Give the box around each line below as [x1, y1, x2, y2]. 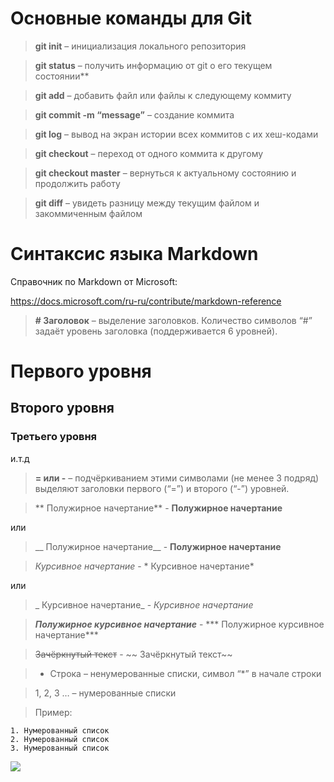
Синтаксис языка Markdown [10, 243, 259, 266]
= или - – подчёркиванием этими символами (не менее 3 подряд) [34, 472, 320, 484]
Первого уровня [10, 360, 152, 383]
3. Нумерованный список [10, 743, 110, 753]
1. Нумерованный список [10, 725, 110, 736]
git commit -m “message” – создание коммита [34, 108, 235, 121]
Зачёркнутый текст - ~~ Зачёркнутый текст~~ [34, 648, 233, 660]
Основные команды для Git [10, 7, 253, 30]
